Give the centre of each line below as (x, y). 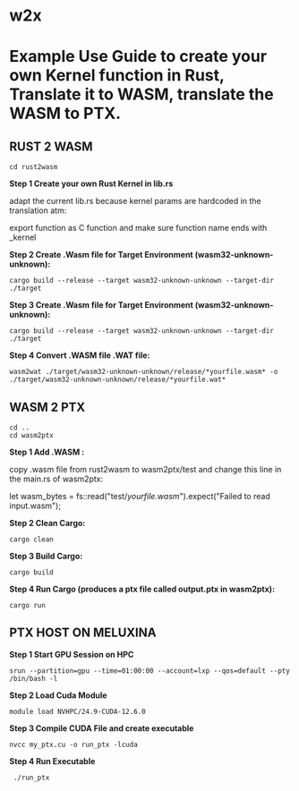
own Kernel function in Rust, (117, 76)
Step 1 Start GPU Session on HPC (72, 654)
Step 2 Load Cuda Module (58, 695)
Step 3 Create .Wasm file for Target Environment (102, 305)
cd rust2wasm (34, 167)
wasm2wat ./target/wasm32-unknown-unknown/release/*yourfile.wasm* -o (144, 372)
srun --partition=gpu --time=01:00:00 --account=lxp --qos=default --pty (150, 671)
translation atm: (38, 210)
